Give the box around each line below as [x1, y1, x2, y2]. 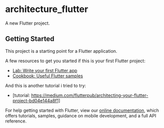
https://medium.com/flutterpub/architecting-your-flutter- [31, 92, 148, 98]
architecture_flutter [5, 4, 89, 15]
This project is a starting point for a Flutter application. [5, 48, 117, 54]
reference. [5, 118, 27, 124]
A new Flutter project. [5, 20, 50, 26]
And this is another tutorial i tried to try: [5, 82, 86, 88]
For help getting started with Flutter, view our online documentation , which [5, 107, 159, 113]
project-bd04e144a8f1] [12, 97, 61, 103]
